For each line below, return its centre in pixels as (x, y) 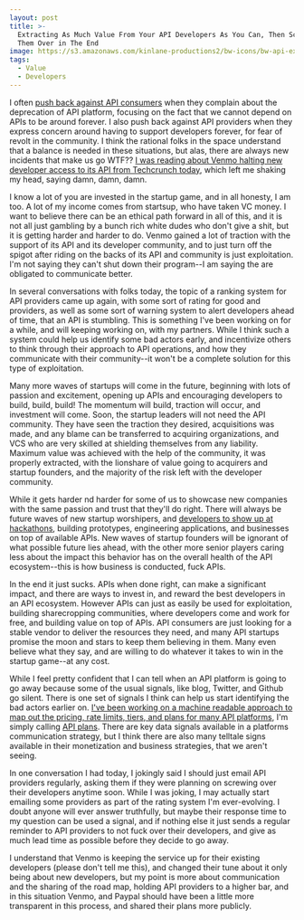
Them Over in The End (58, 43)
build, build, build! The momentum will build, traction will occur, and (135, 404)
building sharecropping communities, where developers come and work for (150, 612)
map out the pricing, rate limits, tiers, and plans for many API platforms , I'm (149, 716)
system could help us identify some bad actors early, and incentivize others (150, 339)
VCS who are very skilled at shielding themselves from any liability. (134, 443)
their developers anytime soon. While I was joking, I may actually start (139, 792)
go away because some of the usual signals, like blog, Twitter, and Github (147, 688)
